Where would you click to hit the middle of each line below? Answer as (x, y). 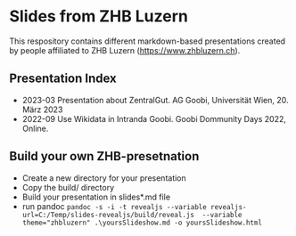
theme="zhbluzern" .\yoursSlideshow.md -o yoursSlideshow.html (142, 223)
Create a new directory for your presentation (104, 178)
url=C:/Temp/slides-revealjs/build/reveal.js (108, 215)
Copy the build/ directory (68, 187)
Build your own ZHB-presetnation (104, 156)
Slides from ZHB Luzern (99, 16)
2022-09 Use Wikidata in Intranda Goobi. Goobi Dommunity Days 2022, (154, 118)
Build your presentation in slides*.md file (96, 197)
